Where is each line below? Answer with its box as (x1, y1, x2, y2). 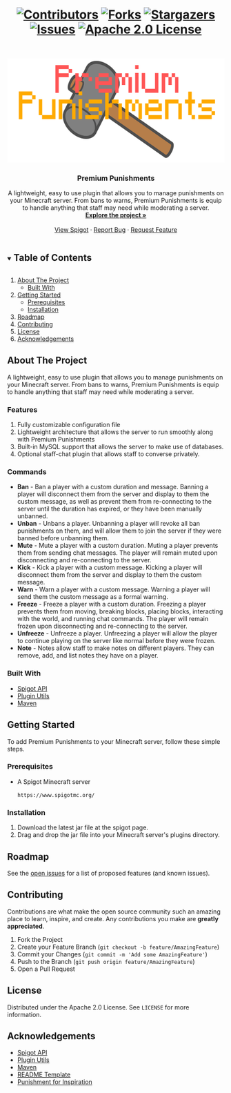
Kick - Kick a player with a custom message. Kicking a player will (17, 563, 203, 572)
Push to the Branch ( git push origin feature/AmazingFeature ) (17, 957, 195, 965)
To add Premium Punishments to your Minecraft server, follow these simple (7, 737, 221, 745)
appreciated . (7, 922, 45, 930)
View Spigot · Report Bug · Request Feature (54, 226, 178, 234)
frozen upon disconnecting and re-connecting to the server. (17, 622, 188, 631)
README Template (17, 1070, 71, 1079)
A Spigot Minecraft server (17, 777, 91, 786)
